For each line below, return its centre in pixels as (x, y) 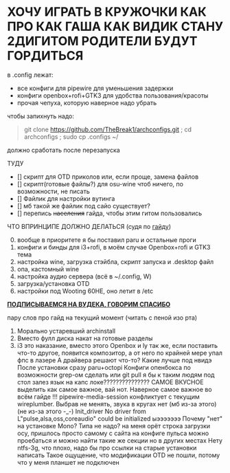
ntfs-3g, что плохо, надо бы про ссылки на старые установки (107, 448)
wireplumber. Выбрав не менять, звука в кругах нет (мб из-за (107, 404)
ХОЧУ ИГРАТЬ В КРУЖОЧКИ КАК (107, 12)
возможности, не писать (54, 191)
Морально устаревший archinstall (66, 331)
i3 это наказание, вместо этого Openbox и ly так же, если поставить (117, 345)
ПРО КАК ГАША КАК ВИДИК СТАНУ (115, 26)
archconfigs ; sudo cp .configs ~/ (71, 136)
